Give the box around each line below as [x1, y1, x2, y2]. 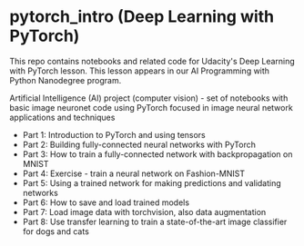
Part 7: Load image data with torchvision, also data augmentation [22, 206, 267, 217]
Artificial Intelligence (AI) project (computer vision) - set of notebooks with [9, 93, 289, 103]
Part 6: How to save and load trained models [22, 197, 189, 208]
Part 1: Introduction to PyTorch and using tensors [22, 129, 207, 140]
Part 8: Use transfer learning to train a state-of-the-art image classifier [22, 216, 288, 227]
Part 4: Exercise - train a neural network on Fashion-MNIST [22, 168, 246, 179]
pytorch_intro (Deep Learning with [9, 6, 275, 27]
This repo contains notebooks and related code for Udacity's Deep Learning [9, 55, 296, 66]
